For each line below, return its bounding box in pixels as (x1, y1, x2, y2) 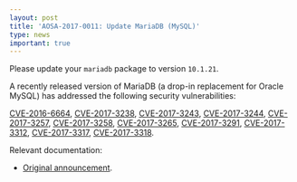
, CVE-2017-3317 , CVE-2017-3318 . (26, 128, 155, 139)
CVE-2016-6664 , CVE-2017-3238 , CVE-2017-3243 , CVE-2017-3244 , (9, 108, 266, 119)
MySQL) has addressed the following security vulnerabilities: (9, 91, 236, 101)
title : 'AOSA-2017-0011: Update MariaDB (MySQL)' (9, 22, 201, 31)
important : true (9, 38, 71, 48)
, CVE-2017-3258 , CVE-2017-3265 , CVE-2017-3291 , (48, 118, 243, 129)
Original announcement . (22, 162, 113, 173)
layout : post (9, 13, 59, 23)
